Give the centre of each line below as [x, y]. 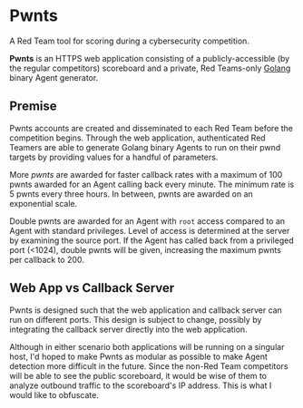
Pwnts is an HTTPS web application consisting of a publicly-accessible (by [150, 58]
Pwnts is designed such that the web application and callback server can [146, 310]
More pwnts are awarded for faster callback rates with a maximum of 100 [146, 174]
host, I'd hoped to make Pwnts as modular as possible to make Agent [138, 356]
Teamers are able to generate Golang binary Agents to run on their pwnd [145, 147]
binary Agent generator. [54, 77]
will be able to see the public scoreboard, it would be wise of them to [138, 375]
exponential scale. [44, 203]
